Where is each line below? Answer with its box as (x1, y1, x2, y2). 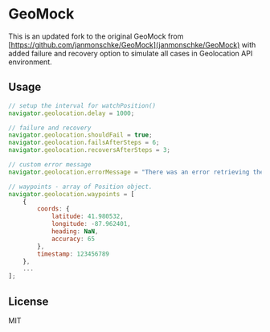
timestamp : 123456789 (37, 250, 110, 258)
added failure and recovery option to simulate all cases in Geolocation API (8, 48, 253, 58)
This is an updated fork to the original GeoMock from (8, 31, 184, 41)
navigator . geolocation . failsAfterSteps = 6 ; (8, 138, 160, 147)
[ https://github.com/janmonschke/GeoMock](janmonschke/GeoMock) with (8, 39, 256, 49)
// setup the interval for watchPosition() (8, 101, 157, 109)
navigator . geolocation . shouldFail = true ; (8, 131, 153, 139)
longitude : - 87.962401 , (51, 220, 131, 228)
